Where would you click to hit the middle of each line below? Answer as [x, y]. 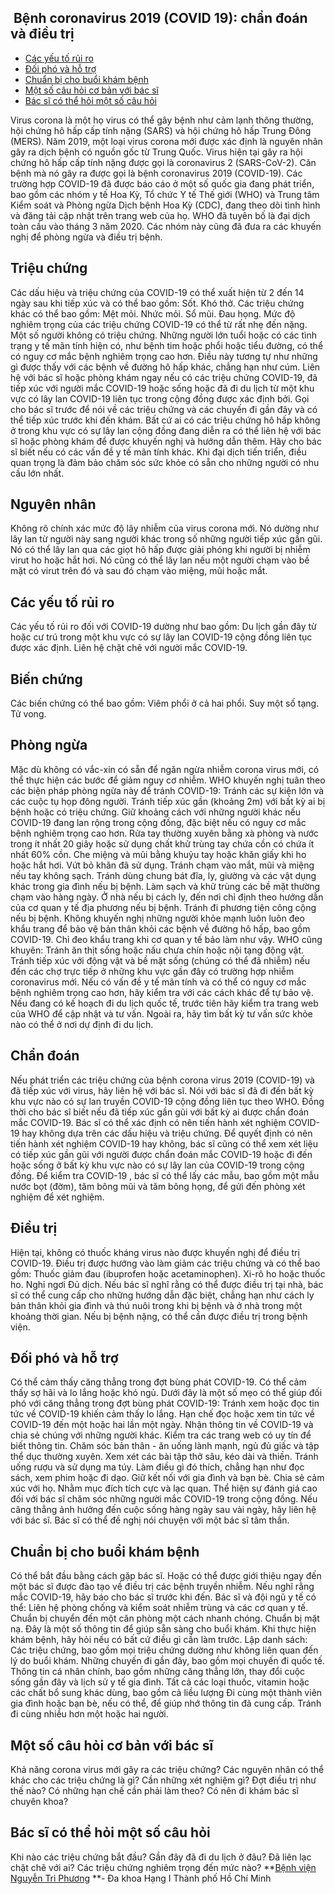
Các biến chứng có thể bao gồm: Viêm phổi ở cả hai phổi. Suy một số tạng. [165, 703]
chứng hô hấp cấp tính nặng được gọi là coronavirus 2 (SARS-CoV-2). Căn [163, 162]
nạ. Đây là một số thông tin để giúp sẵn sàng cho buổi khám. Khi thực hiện [163, 1629]
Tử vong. [28, 714]
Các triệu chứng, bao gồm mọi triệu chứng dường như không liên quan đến [164, 1650]
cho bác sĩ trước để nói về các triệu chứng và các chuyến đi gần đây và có [164, 409]
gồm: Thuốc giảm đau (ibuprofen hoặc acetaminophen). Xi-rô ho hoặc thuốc [168, 1273]
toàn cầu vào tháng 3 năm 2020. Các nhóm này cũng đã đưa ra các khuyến [166, 226]
